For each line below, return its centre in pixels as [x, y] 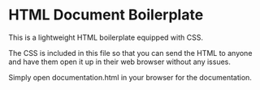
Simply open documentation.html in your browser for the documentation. [130, 77]
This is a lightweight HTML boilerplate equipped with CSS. [106, 37]
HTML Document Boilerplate [106, 15]
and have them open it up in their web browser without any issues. [120, 62]
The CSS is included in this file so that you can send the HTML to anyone [130, 53]
